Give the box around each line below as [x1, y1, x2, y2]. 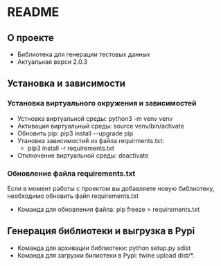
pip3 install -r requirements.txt [27, 144, 114, 152]
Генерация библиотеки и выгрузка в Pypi [7, 225, 195, 237]
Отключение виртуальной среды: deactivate [17, 151, 149, 160]
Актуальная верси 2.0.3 [17, 58, 88, 66]
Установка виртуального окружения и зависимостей [7, 99, 197, 108]
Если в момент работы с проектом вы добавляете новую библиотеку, [7, 184, 215, 192]
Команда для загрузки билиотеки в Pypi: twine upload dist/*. [17, 251, 195, 259]
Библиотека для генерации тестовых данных [17, 50, 150, 58]
